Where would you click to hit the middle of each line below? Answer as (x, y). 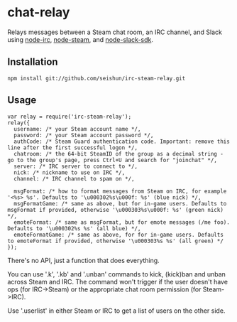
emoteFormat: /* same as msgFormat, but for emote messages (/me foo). (122, 222)
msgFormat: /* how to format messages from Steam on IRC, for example (120, 191)
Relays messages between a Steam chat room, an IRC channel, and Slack (115, 32)
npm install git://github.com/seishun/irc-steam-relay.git (97, 78)
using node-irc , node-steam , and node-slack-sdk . (81, 39)
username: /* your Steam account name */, (77, 129)
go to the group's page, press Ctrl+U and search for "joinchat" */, (112, 160)
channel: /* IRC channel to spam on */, (74, 178)
